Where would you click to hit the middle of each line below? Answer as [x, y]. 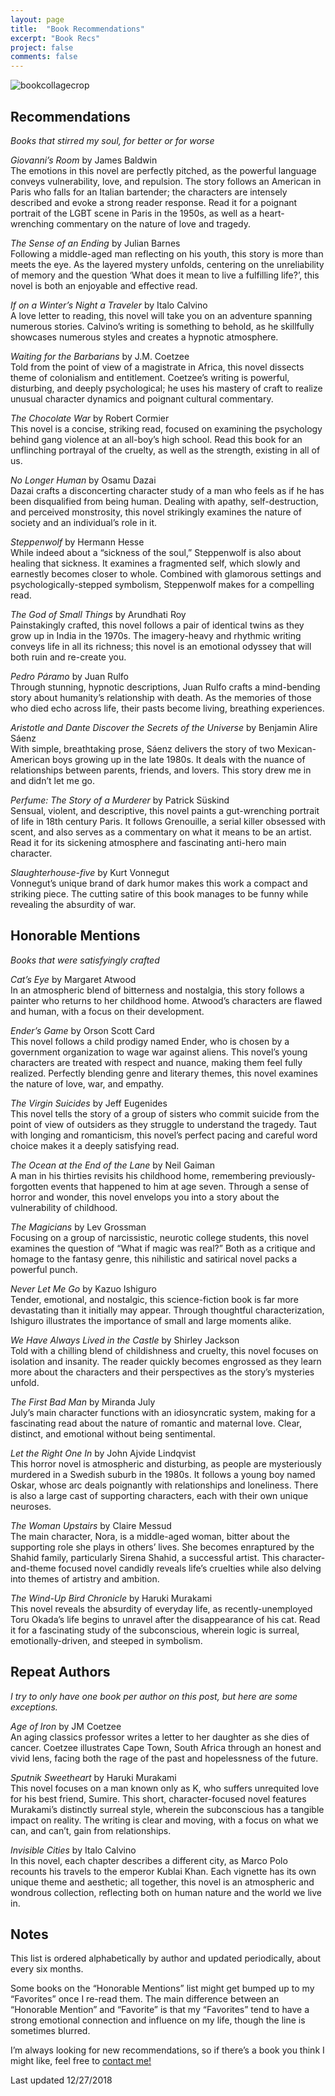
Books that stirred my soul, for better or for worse [112, 140]
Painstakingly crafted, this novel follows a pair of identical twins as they [157, 625]
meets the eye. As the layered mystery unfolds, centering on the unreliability [167, 264]
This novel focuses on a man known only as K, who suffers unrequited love [165, 1788]
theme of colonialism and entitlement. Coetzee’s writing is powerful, [150, 377]
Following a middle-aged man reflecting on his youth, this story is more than [167, 253]
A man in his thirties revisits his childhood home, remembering [139, 1175]
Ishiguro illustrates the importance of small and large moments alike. [151, 1320]
